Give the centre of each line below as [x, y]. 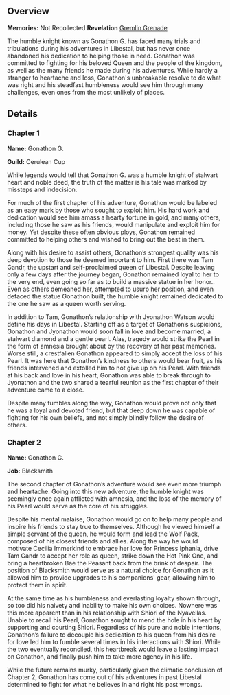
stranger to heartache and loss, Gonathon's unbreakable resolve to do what [114, 78]
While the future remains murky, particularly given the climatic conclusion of [115, 670]
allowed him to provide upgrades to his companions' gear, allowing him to [111, 577]
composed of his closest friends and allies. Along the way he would [103, 541]
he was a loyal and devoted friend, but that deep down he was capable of [111, 410]
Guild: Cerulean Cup [36, 161]
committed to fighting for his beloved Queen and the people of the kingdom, [115, 63]
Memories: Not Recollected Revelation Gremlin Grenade [88, 27]
